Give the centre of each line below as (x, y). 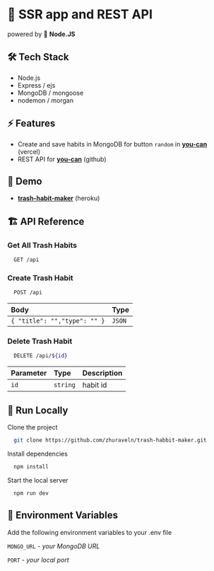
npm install (31, 466)
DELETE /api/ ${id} (41, 356)
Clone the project (32, 427)
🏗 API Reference (46, 221)
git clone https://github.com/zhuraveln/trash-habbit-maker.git (110, 440)
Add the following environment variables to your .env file (90, 532)
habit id (95, 385)
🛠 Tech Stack (38, 57)
